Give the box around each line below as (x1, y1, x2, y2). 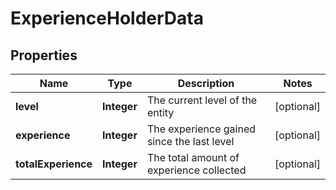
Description (177, 77, 235, 90)
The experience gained (146, 122, 256, 136)
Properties (10, 47, 78, 64)
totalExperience (15, 157, 93, 171)
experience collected (146, 163, 247, 177)
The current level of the (146, 93, 258, 107)
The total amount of (146, 151, 240, 164)
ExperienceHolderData (10, 7, 204, 30)
